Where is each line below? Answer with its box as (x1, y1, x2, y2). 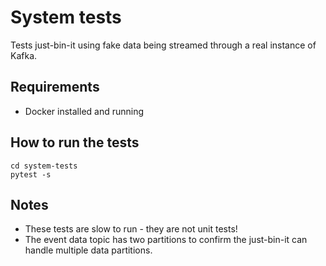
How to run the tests (10, 134, 140, 151)
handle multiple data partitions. (24, 244, 153, 256)
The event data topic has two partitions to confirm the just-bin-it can (24, 234, 308, 246)
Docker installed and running (24, 105, 145, 117)
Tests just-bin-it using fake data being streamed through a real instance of (10, 39, 317, 51)
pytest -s (10, 169, 52, 180)
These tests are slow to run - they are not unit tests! (24, 223, 238, 235)
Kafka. (10, 49, 38, 61)
